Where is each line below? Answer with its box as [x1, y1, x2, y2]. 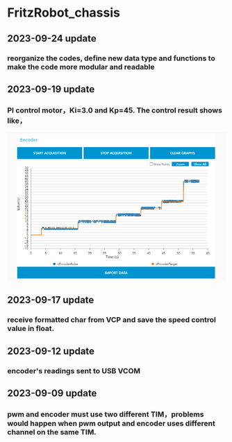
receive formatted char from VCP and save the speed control [7, 315, 217, 325]
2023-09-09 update [7, 387, 97, 400]
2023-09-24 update [7, 33, 97, 44]
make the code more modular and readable [7, 62, 155, 71]
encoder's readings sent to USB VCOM [7, 366, 141, 375]
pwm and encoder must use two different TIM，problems [7, 409, 204, 419]
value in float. [7, 324, 54, 334]
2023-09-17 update [7, 294, 94, 306]
